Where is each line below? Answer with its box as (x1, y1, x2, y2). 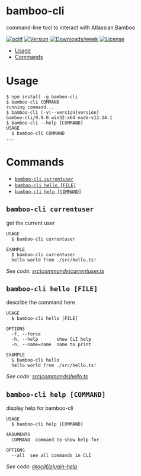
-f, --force (11, 331, 41, 337)
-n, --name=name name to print (11, 341, 92, 348)
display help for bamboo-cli (6, 405, 73, 412)
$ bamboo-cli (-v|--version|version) (6, 109, 100, 116)
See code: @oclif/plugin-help (6, 463, 78, 470)
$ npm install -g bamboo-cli (6, 94, 78, 99)
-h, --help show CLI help (11, 337, 92, 343)
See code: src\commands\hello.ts (6, 373, 88, 380)
